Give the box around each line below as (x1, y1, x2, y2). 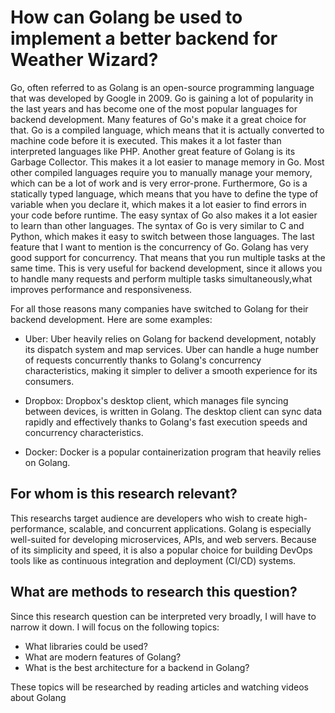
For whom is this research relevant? (10, 486, 238, 503)
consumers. (24, 375, 75, 387)
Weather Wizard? (10, 49, 159, 71)
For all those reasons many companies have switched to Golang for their (10, 302, 309, 315)
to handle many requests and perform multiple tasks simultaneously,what (10, 272, 313, 285)
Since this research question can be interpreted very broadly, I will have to (10, 610, 317, 622)
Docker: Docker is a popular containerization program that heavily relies (24, 446, 322, 458)
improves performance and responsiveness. (10, 283, 193, 295)
